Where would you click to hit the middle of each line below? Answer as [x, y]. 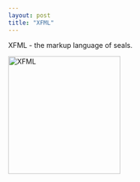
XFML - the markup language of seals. [70, 45]
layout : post [29, 15]
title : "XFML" [31, 23]
